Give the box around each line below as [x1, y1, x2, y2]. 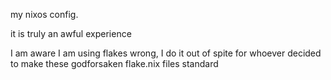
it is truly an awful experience [10, 28, 132, 39]
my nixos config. [10, 9, 79, 20]
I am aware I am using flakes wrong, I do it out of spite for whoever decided [10, 47, 322, 59]
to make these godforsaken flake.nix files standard [10, 58, 219, 69]
